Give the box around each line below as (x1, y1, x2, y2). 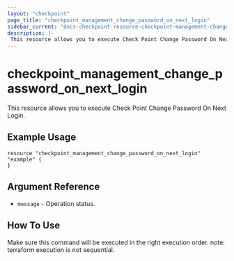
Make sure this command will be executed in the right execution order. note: (7, 238, 225, 246)
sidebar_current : (7, 23, 58, 30)
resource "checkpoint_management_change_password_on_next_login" (7, 150, 201, 157)
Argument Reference (7, 181, 100, 193)
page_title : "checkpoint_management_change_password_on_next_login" (7, 17, 210, 24)
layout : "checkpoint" (7, 10, 70, 17)
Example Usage (7, 132, 77, 143)
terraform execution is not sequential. (7, 245, 115, 254)
